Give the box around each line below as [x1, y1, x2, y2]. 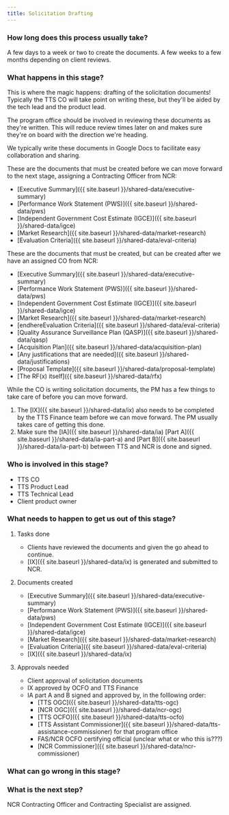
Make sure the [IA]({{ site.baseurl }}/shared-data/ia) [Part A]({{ [16, 428, 195, 436]
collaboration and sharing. [7, 152, 81, 160]
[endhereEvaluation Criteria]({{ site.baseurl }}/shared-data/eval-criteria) [16, 321, 220, 329]
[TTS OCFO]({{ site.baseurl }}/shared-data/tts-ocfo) [37, 713, 185, 721]
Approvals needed [16, 663, 70, 671]
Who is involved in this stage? [7, 460, 109, 469]
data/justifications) [16, 357, 70, 366]
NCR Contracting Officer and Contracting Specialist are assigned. [7, 801, 191, 809]
